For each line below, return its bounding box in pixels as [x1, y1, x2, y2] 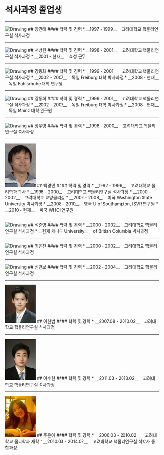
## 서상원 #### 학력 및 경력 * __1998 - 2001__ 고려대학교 [27, 47, 142, 53]
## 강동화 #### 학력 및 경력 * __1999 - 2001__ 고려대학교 [27, 68, 142, 74]
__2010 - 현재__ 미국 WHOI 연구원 [5, 207, 74, 213]
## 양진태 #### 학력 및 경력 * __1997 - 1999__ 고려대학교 [27, 26, 142, 32]
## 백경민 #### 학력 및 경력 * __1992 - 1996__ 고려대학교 [36, 183, 150, 189]
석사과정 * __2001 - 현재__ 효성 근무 [14, 53, 86, 59]
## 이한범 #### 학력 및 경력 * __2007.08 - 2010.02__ [36, 318, 140, 324]
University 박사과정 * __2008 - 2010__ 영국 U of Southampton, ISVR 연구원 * [5, 201, 159, 207]
